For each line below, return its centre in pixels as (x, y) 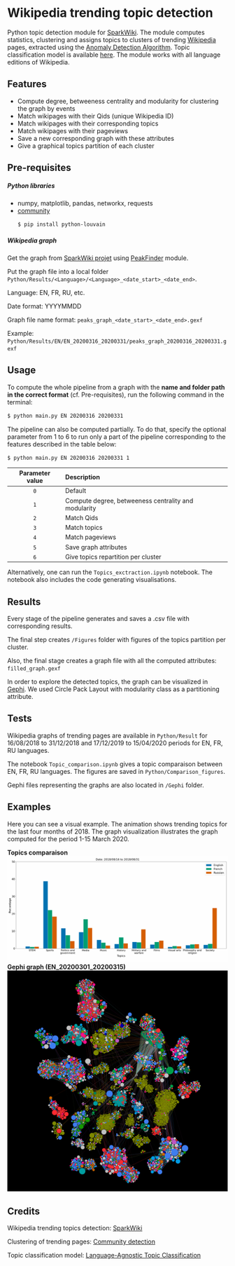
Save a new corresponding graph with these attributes (96, 138)
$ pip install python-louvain (62, 225)
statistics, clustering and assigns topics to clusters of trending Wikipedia (112, 39)
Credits (24, 1211)
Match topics (84, 528)
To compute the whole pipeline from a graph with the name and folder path (116, 387)
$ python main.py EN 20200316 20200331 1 (69, 458)
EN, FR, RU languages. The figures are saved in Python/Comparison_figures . (116, 771)
